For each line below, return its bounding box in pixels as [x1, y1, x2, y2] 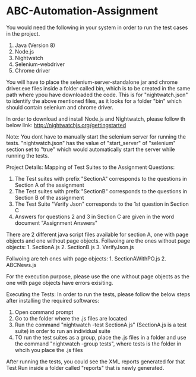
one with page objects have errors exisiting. [6, 279, 113, 286]
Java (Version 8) [14, 42, 55, 49]
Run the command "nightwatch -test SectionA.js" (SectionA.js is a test [14, 321, 187, 328]
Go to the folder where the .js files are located [14, 315, 127, 322]
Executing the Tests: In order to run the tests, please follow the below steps [6, 290, 191, 298]
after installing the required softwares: [6, 297, 100, 304]
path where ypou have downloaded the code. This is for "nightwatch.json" [6, 91, 188, 98]
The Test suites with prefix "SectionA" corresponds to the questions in [14, 175, 187, 182]
